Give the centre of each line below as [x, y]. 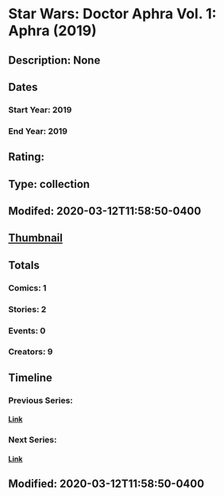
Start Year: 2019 [40, 110]
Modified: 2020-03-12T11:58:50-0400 [106, 484]
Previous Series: [41, 400]
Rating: [27, 157]
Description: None [54, 60]
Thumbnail [36, 238]
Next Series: [33, 440]
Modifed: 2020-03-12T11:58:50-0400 [105, 211]
